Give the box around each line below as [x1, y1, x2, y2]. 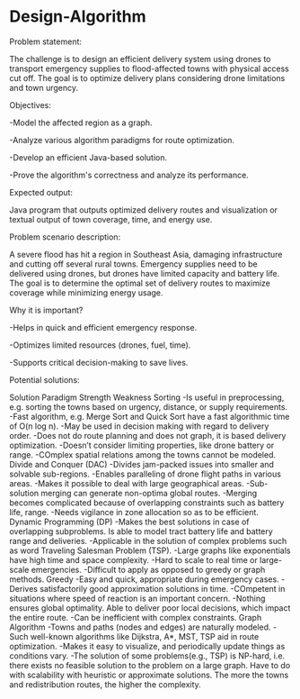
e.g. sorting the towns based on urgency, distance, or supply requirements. [9, 401, 288, 412]
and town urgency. [9, 82, 79, 93]
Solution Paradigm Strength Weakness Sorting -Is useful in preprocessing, [9, 392, 285, 403]
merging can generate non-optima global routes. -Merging [40, 487, 258, 498]
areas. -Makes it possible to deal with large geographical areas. [9, 477, 244, 488]
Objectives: [9, 99, 51, 110]
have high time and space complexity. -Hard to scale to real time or [9, 554, 258, 565]
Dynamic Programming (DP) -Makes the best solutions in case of [9, 516, 250, 527]
